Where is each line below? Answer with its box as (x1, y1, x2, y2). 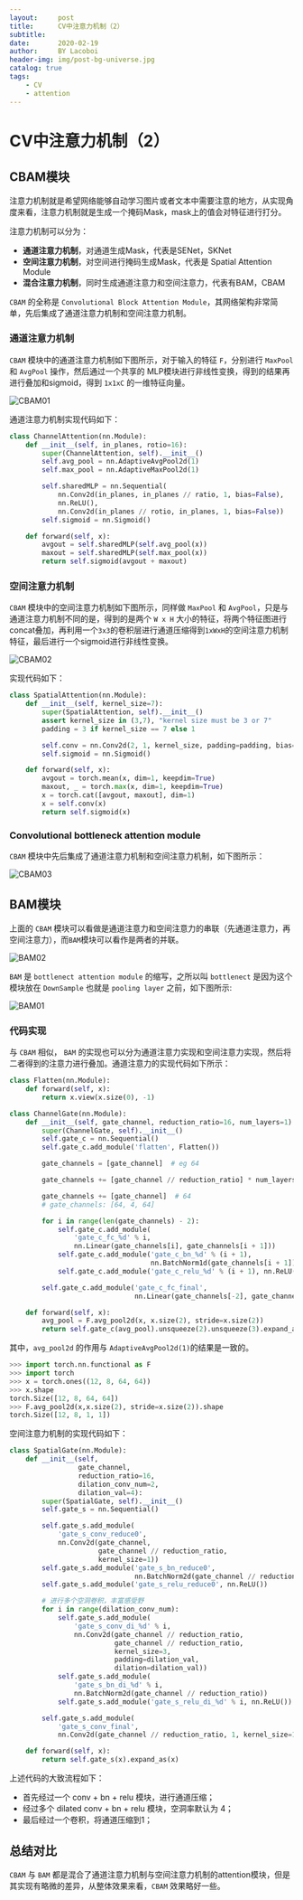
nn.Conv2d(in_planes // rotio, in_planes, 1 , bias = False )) (57, 507, 284, 516)
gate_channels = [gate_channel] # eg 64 (41, 1159, 200, 1169)
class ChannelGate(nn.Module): (9, 1109, 127, 1118)
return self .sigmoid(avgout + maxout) (41, 557, 188, 566)
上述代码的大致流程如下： (9, 1773, 105, 1783)
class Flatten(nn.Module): (9, 1077, 111, 1086)
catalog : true (9, 64, 63, 73)
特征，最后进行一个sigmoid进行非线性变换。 (9, 636, 173, 647)
